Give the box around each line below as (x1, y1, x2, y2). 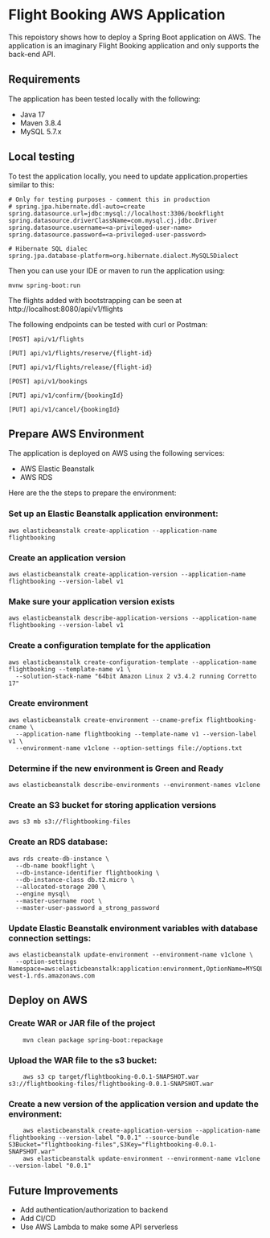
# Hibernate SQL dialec (8, 244, 88, 252)
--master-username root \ (15, 896, 103, 905)
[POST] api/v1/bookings (8, 377, 88, 385)
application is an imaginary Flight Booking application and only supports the (8, 40, 260, 50)
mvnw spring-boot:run (8, 281, 81, 289)
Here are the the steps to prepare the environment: (8, 488, 177, 498)
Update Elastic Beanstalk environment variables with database (8, 922, 259, 933)
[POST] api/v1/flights (8, 335, 84, 343)
